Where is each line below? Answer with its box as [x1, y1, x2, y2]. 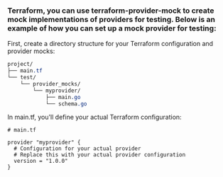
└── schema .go [45, 100, 87, 108]
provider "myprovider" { [7, 139, 81, 147]
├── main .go [45, 93, 81, 101]
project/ [7, 61, 33, 68]
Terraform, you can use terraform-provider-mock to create [7, 6, 214, 16]
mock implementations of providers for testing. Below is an [7, 14, 215, 24]
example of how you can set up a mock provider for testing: [7, 23, 217, 33]
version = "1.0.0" [13, 158, 69, 165]
